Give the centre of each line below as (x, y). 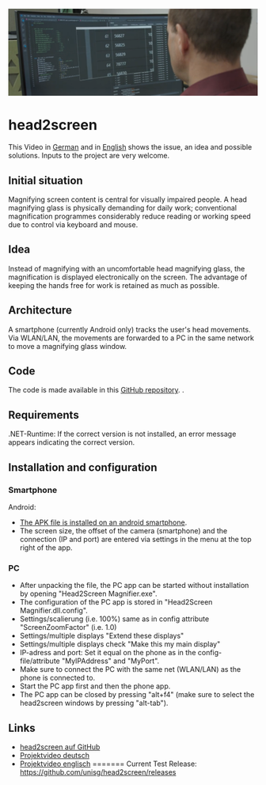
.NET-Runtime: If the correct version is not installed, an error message (122, 434)
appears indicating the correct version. (72, 442)
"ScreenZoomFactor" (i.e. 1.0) (68, 628)
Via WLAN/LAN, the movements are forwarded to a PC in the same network (131, 338)
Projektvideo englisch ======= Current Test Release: (108, 764)
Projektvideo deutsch (54, 755)
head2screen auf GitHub (60, 747)
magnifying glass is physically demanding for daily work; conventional (123, 207)
